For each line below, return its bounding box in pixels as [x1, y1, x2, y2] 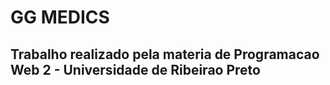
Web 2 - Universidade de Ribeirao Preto [10, 61, 261, 78]
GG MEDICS [10, 6, 110, 29]
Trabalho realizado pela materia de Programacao [10, 46, 320, 63]
